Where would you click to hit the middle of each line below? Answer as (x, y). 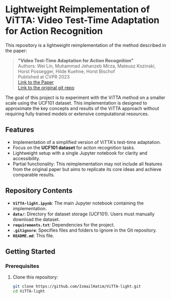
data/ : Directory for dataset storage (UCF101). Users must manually (83, 214)
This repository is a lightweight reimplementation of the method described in (86, 45)
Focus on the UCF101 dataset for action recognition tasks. (74, 147)
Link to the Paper (36, 82)
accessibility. (26, 158)
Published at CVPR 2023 (44, 77)
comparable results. (34, 175)
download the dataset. (36, 219)
